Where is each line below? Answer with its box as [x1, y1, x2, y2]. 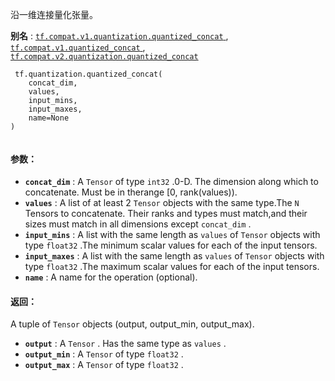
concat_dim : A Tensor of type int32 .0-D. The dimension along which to [24, 176, 319, 188]
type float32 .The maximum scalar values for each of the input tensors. [24, 261, 320, 273]
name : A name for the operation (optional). [24, 271, 198, 283]
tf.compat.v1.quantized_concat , [10, 41, 146, 53]
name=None [28, 113, 70, 123]
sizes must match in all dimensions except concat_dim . [24, 218, 252, 230]
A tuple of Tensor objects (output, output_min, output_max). [10, 318, 255, 330]
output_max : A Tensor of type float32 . [24, 359, 184, 371]
